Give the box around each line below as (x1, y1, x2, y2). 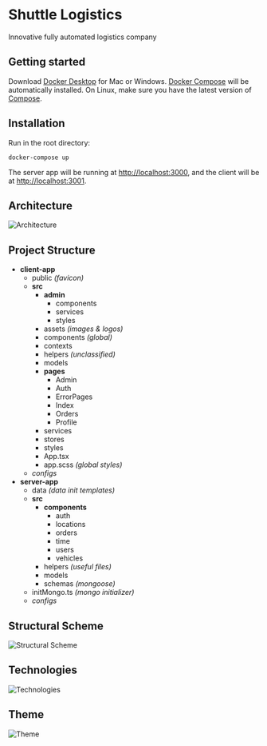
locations (55, 520, 86, 529)
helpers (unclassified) (43, 349, 116, 359)
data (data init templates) (31, 485, 116, 495)
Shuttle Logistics (8, 6, 123, 24)
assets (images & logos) (43, 324, 124, 333)
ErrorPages (55, 392, 93, 401)
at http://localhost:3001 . (8, 176, 87, 186)
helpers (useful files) (43, 562, 112, 572)
